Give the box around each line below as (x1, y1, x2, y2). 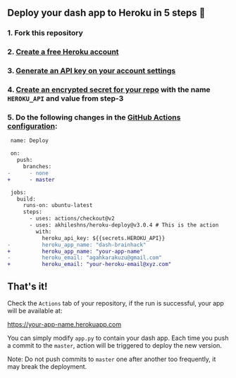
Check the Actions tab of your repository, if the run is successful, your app (7, 298, 224, 307)
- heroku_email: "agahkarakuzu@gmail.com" (7, 254, 162, 261)
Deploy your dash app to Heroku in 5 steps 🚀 (7, 7, 206, 19)
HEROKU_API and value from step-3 (7, 94, 124, 103)
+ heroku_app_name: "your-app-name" (7, 248, 143, 255)
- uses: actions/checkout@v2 (29, 215, 115, 222)
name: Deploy (10, 137, 49, 144)
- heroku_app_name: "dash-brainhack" (7, 241, 147, 248)
